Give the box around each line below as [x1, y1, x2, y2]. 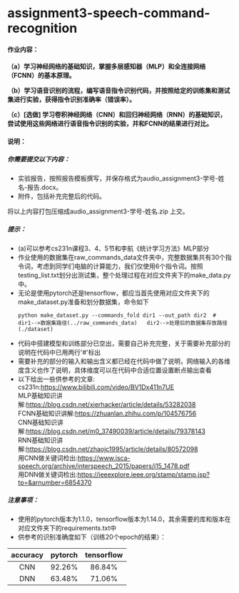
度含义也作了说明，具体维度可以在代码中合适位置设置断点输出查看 [17, 365, 212, 374]
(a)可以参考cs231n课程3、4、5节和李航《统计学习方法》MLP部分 [17, 244, 209, 253]
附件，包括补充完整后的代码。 [17, 191, 106, 201]
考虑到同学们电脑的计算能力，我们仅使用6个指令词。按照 [36, 262, 203, 270]
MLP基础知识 [17, 391, 57, 400]
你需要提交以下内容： [7, 155, 70, 163]
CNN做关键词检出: [24, 453, 78, 462]
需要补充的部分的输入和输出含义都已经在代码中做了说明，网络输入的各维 [17, 357, 230, 365]
